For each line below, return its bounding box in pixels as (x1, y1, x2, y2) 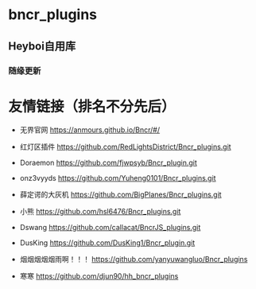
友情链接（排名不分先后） (8, 97, 176, 115)
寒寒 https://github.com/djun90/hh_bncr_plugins (19, 271, 179, 281)
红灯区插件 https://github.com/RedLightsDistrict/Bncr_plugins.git (19, 142, 232, 152)
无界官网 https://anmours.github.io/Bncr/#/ (19, 125, 161, 135)
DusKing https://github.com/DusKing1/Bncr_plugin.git (19, 238, 196, 248)
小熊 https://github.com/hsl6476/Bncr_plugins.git (19, 207, 181, 217)
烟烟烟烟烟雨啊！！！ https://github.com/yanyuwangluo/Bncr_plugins (19, 255, 248, 264)
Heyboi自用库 (8, 39, 76, 53)
